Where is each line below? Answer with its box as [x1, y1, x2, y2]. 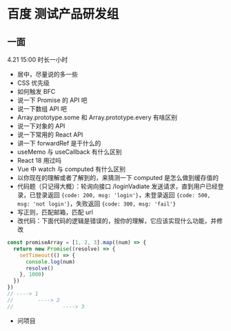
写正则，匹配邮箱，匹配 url [17, 208, 93, 216]
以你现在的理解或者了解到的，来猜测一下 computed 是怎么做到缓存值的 [17, 174, 219, 181]
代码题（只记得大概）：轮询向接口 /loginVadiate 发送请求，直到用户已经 [17, 182, 219, 190]
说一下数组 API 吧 [17, 105, 68, 112]
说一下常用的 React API [17, 130, 83, 139]
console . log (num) [25, 258, 76, 265]
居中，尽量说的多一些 [17, 70, 78, 78]
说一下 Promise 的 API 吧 [17, 96, 88, 104]
